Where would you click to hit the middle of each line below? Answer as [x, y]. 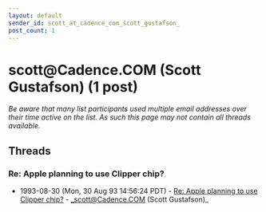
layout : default [35, 16]
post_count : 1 [32, 30]
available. [25, 126]
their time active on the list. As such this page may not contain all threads [130, 117]
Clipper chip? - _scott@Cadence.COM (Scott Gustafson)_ [114, 199]
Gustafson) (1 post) [73, 86]
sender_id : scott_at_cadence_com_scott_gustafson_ [94, 23]
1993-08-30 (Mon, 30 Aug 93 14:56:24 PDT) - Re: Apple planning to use [139, 191]
